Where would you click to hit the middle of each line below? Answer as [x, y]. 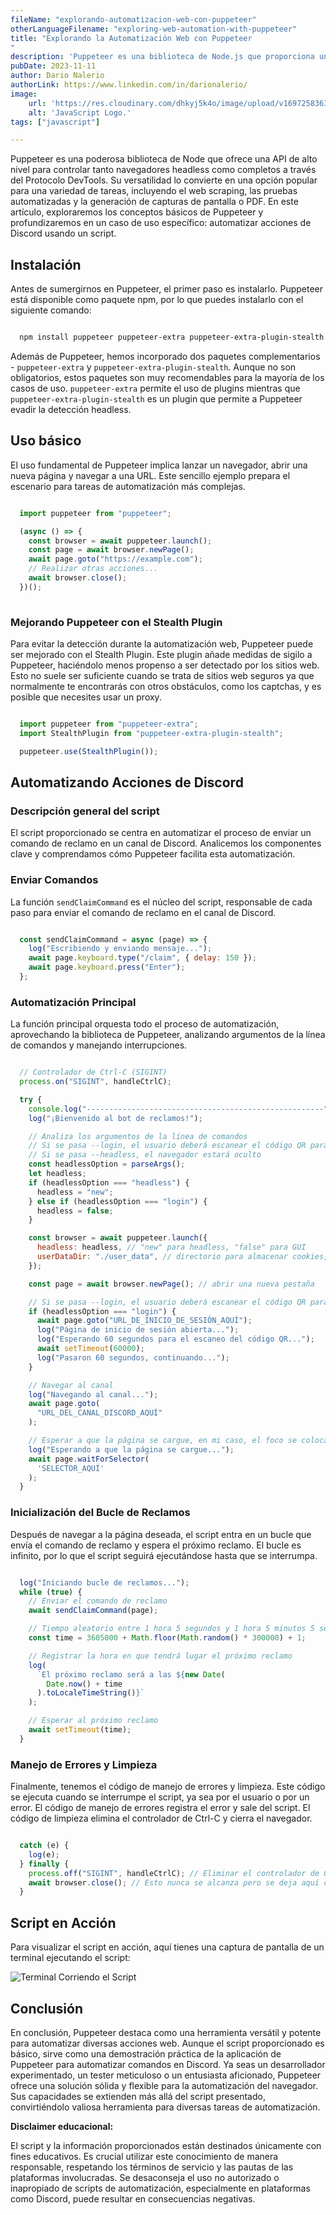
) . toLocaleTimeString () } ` [90, 1693]
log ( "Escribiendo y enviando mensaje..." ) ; [120, 949]
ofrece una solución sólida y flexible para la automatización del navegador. [164, 2085]
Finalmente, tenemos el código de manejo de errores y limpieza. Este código [168, 1787]
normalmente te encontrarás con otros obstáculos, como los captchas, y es [166, 686]
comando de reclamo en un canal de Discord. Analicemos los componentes [166, 843]
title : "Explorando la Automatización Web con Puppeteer [131, 38]
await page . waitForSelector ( [89, 1459]
